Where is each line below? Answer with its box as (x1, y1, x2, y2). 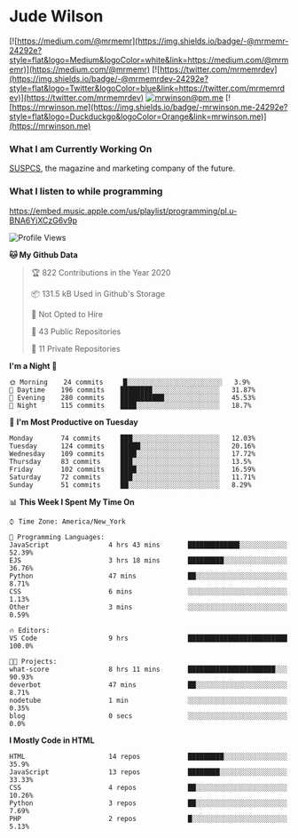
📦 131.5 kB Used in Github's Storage (30, 288, 166, 299)
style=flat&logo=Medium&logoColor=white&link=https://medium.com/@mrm (9, 54, 289, 65)
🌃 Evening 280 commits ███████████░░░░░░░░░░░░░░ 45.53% (9, 393, 255, 402)
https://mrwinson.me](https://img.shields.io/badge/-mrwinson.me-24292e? (12, 101, 288, 112)
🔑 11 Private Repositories (30, 343, 122, 354)
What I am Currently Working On (9, 142, 153, 155)
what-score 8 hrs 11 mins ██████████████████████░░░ (9, 665, 288, 674)
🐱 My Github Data (9, 249, 78, 259)
